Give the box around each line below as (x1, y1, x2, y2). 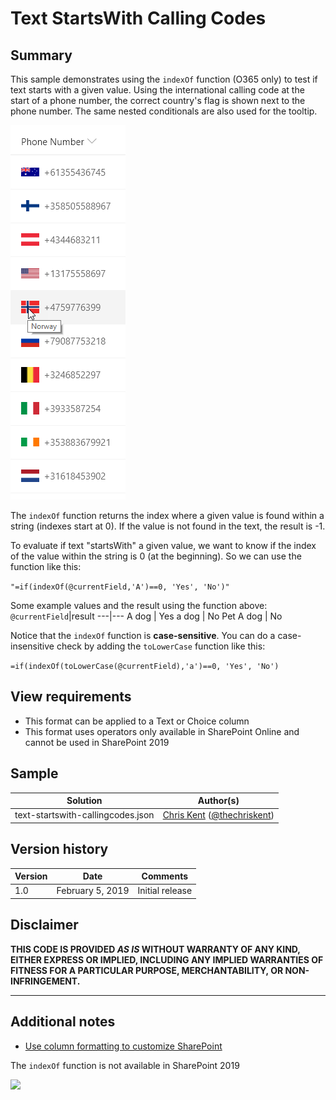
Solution (66, 795, 103, 807)
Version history (10, 841, 109, 858)
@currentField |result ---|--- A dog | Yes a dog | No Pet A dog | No (10, 610, 283, 622)
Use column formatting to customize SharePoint (24, 1040, 223, 1052)
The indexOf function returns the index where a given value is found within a (10, 510, 325, 521)
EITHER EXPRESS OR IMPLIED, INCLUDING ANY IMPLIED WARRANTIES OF (10, 953, 324, 966)
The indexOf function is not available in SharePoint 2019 (10, 1059, 240, 1071)
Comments (141, 870, 189, 882)
